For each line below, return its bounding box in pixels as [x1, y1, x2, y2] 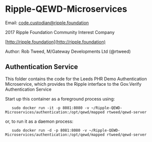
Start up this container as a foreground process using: [5, 96, 115, 102]
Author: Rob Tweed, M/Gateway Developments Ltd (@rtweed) [5, 48, 131, 54]
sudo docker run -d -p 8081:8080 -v [11, 128, 87, 133]
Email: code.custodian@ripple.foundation [5, 20, 89, 26]
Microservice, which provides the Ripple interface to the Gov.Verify [5, 81, 142, 87]
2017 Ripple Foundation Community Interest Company [5, 29, 115, 35]
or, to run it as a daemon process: [5, 118, 74, 124]
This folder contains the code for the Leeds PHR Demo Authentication [5, 75, 147, 82]
